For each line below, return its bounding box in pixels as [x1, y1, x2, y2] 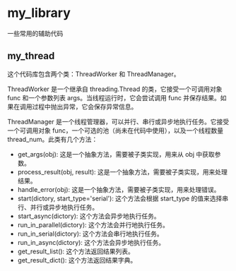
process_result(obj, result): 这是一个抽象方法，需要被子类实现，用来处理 [17, 167, 228, 176]
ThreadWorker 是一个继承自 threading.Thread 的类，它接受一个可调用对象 [7, 85, 223, 93]
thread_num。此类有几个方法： [7, 135, 98, 143]
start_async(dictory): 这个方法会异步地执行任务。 [17, 212, 160, 220]
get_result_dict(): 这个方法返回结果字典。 [17, 255, 137, 264]
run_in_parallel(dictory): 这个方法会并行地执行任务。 [17, 220, 170, 229]
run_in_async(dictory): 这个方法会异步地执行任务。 [17, 238, 165, 246]
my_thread [7, 50, 55, 62]
